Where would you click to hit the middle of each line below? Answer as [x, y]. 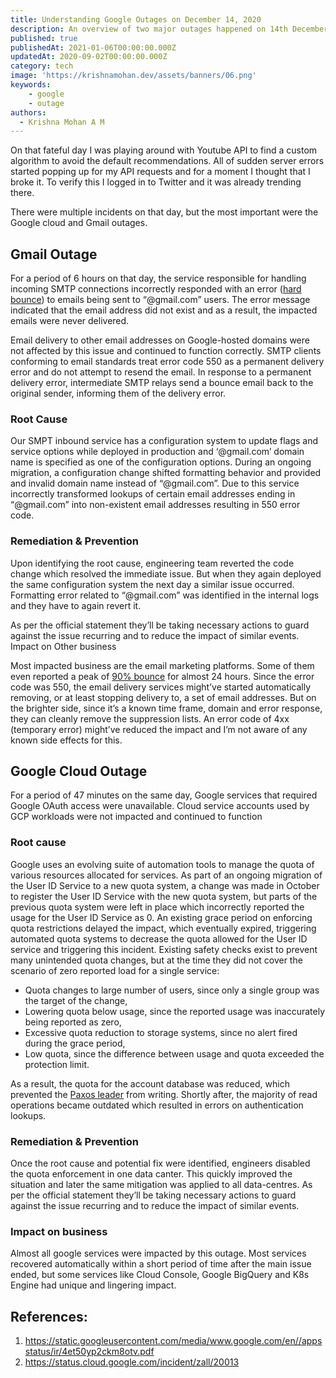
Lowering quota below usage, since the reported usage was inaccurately [175, 1011]
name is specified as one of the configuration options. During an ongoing [161, 462]
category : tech [42, 66]
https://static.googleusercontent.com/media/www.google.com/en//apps [173, 1341]
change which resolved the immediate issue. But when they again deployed [166, 573]
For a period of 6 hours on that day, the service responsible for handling [158, 278]
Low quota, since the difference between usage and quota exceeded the [174, 1053]
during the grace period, [75, 1043]
